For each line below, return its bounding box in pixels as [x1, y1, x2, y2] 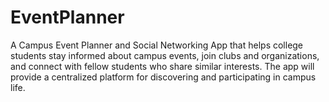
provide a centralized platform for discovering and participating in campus [10, 71, 317, 83]
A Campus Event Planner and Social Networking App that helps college [10, 39, 304, 51]
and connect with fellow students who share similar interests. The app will [10, 60, 315, 72]
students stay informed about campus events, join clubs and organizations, [10, 49, 320, 61]
